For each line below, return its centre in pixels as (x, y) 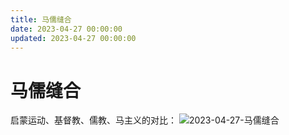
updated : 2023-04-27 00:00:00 (73, 38)
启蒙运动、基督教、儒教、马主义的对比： (93, 120)
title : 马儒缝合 (41, 19)
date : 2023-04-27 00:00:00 (66, 29)
